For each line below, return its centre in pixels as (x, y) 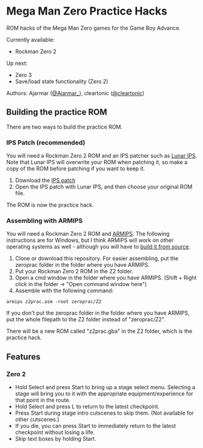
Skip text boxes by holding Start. (56, 439)
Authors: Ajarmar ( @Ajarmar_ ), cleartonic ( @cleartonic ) (75, 93)
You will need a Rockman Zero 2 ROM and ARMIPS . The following (88, 234)
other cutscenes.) (37, 420)
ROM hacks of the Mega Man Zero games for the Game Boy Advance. (93, 28)
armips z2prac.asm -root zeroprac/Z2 (54, 302)
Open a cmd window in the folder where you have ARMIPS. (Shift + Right (106, 278)
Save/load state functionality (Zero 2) (62, 81)
